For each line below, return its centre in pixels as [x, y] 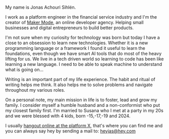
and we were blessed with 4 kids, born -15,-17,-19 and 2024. [68, 116]
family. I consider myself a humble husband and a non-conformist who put [83, 105]
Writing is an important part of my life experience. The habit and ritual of [80, 79]
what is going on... [24, 69]
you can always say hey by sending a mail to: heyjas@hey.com [71, 131]
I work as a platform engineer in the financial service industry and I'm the [81, 17]
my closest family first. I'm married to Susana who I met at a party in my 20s [84, 111]
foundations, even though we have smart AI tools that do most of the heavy [83, 53]
